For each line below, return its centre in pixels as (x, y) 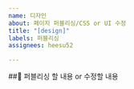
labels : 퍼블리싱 (34, 38)
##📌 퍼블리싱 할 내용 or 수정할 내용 (63, 76)
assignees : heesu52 (41, 46)
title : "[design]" (39, 30)
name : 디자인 (27, 16)
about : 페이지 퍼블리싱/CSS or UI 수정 (67, 23)
